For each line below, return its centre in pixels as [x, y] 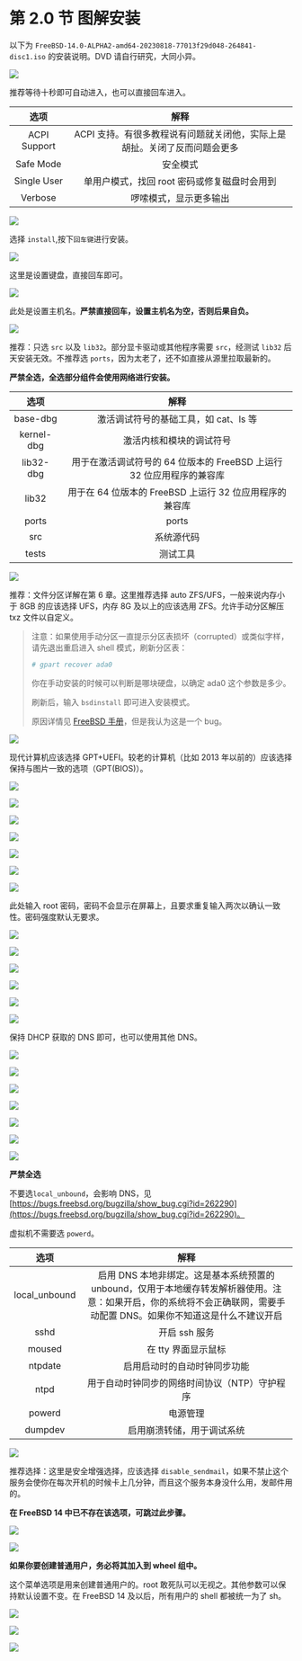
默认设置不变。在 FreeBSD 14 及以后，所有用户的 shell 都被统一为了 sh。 [151, 1595]
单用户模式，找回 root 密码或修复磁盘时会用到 [180, 181]
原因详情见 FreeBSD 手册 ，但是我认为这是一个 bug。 [129, 721]
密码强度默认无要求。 [64, 916]
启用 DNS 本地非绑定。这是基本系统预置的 [187, 1275]
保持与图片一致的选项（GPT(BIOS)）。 [79, 768]
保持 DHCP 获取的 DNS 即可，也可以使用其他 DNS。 [106, 1037]
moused [45, 1348]
